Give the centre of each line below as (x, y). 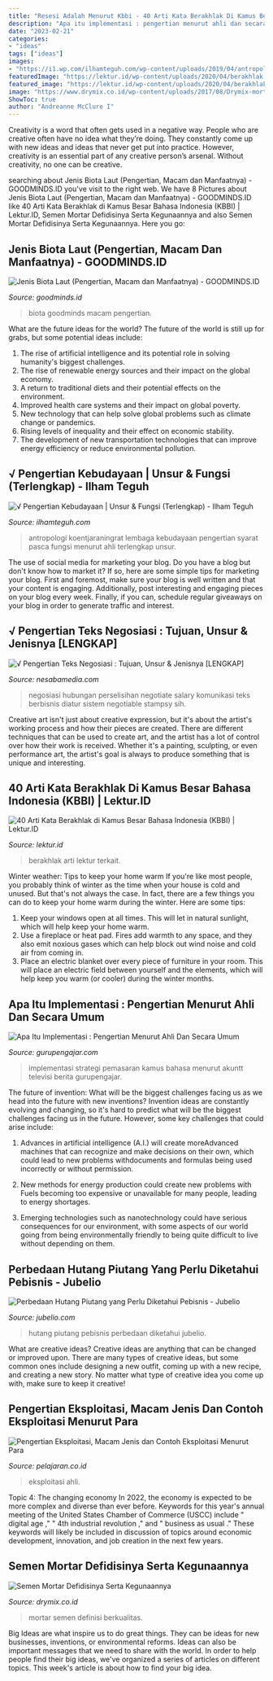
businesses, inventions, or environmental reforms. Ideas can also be (123, 1642)
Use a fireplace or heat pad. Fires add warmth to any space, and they (136, 935)
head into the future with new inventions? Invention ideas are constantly (129, 1101)
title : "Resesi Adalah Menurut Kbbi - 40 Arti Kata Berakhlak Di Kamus (132, 16)
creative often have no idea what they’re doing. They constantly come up (131, 138)
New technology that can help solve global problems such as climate (135, 414)
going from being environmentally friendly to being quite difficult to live (139, 1235)
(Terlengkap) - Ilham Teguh (79, 486)
